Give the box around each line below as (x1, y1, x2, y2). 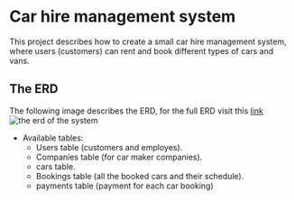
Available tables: (22, 132, 84, 143)
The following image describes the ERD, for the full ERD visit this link (9, 105, 264, 116)
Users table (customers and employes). (35, 141, 183, 152)
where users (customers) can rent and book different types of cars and (9, 45, 273, 56)
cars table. (35, 160, 76, 172)
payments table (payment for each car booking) (35, 180, 214, 191)
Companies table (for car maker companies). (35, 151, 203, 162)
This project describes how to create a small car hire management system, (9, 36, 287, 47)
